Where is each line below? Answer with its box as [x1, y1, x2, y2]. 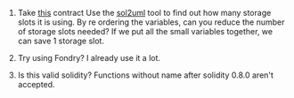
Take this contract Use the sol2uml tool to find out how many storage [17, 8, 272, 18]
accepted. [17, 79, 55, 89]
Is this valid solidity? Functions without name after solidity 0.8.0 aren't [17, 70, 274, 80]
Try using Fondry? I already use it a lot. [17, 53, 161, 63]
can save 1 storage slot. [17, 35, 105, 46]
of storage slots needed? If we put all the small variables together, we [17, 26, 274, 36]
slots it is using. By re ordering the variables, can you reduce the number [17, 17, 285, 27]
